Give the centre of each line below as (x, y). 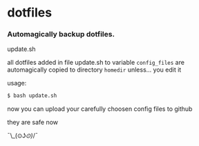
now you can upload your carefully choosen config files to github (100, 109)
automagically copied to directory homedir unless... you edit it (94, 70)
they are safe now (33, 123)
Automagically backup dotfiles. (61, 34)
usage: (17, 83)
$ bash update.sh (32, 96)
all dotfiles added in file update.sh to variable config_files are (96, 63)
